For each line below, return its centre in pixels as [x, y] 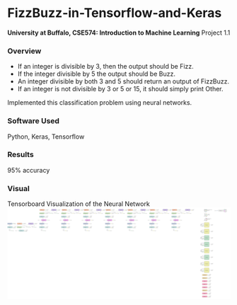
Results [21, 155]
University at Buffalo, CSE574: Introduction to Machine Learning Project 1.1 [119, 33]
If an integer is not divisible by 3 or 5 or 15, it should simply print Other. [121, 89]
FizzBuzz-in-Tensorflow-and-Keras [115, 13]
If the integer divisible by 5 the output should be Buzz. [96, 74]
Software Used [34, 121]
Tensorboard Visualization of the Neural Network [79, 204]
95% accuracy [29, 170]
